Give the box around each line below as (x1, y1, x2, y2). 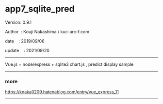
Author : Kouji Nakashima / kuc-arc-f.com (5, 29, 90, 34)
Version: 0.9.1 (5, 19, 32, 25)
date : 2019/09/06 (5, 38, 45, 44)
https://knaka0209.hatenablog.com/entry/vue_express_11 (5, 89, 119, 95)
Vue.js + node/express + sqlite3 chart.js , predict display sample (5, 61, 134, 67)
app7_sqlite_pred (5, 3, 75, 15)
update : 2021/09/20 (5, 47, 50, 53)
